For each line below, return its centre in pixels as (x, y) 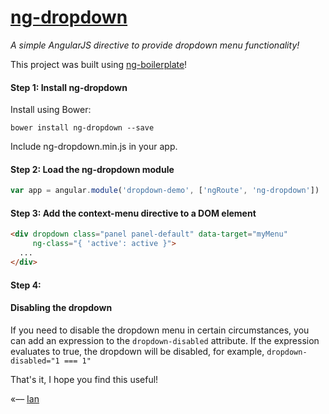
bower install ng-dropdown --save (82, 128)
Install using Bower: (51, 110)
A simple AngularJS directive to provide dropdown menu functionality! (155, 45)
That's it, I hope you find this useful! (84, 379)
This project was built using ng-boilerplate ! (99, 64)
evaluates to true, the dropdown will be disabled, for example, (137, 351)
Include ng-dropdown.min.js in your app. (94, 147)
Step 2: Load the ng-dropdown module (92, 169)
